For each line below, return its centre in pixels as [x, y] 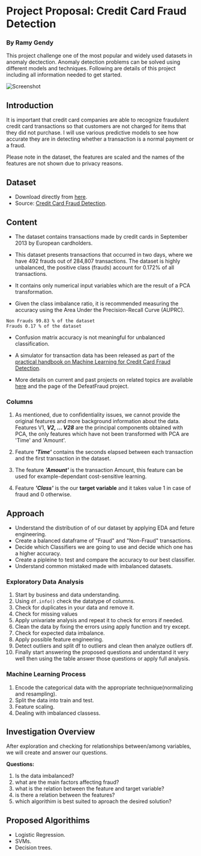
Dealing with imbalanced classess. [58, 713]
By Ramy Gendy [30, 43]
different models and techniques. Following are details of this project [91, 69]
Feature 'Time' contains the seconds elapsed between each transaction [104, 452]
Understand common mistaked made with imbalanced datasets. [94, 566]
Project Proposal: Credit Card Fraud [97, 11]
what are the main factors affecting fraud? [67, 782]
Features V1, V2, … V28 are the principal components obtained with [99, 427]
